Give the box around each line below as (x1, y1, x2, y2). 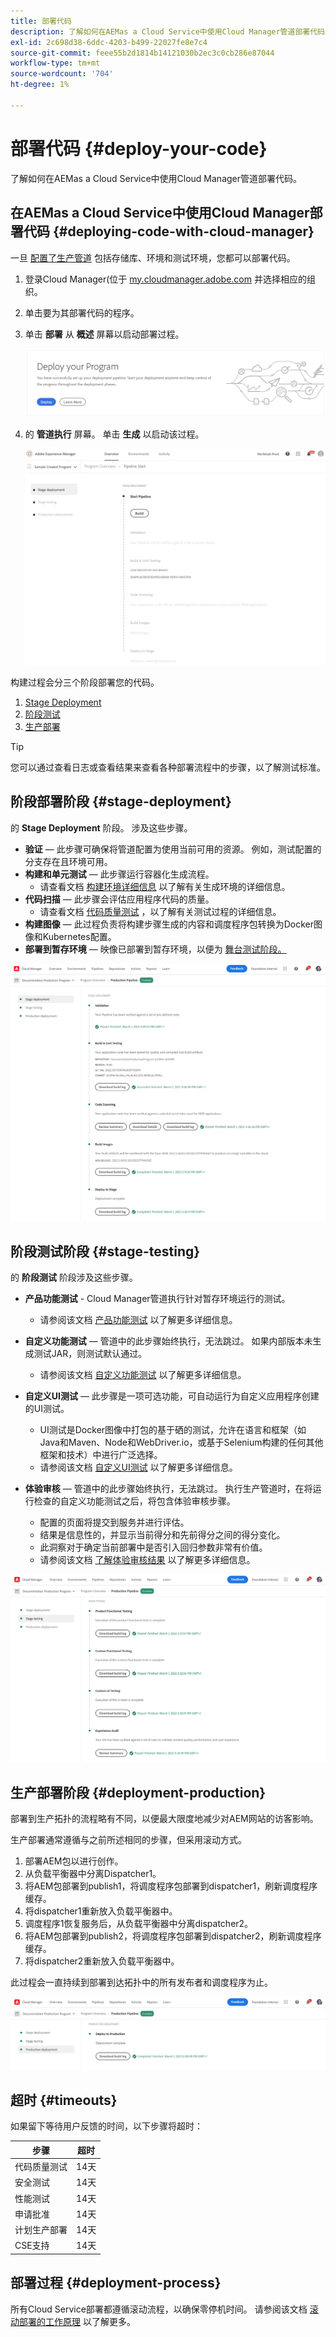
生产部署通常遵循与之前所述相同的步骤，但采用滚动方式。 (10, 1833, 247, 1845)
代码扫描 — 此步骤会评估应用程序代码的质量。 (24, 893, 215, 905)
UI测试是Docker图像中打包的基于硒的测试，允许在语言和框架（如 (39, 1424, 307, 1436)
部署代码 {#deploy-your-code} (10, 137, 268, 160)
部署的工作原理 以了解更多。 (18, 2315, 136, 2327)
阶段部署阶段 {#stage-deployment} (10, 793, 232, 810)
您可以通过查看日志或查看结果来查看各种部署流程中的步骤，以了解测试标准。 (10, 761, 326, 773)
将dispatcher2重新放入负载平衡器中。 (24, 1955, 180, 1967)
